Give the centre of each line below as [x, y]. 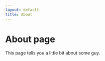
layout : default [22, 10]
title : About [19, 14]
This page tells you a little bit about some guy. [53, 53]
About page [30, 39]
